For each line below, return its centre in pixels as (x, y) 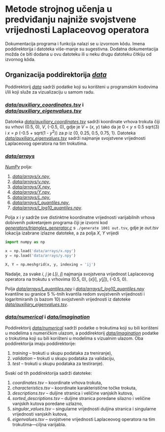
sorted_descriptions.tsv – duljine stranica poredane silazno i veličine (81, 398)
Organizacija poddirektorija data (56, 75)
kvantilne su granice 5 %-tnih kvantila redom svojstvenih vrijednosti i (75, 294)
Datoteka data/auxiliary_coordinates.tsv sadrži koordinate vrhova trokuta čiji (82, 122)
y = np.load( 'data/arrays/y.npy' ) (41, 255)
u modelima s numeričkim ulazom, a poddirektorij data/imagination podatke (82, 333)
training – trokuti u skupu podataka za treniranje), (62, 353)
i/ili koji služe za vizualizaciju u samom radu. (50, 92)
